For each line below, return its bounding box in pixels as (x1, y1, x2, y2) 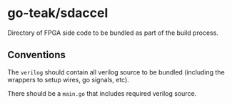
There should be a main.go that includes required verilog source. (7, 89, 197, 97)
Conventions (7, 49, 66, 61)
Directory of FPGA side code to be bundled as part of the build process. (7, 28, 219, 37)
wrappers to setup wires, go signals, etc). (7, 75, 130, 84)
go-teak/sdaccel (7, 5, 109, 21)
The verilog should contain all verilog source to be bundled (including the (7, 67, 225, 76)
